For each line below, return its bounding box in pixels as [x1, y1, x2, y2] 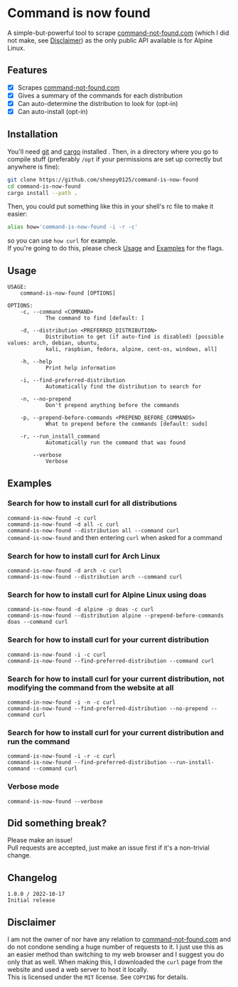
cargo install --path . [7, 189, 78, 196]
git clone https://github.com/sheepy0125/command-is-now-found [7, 176, 199, 183]
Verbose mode [7, 781, 60, 791]
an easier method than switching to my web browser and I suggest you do [7, 950, 225, 959]
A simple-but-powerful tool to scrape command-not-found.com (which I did [7, 28, 229, 37]
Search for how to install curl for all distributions [7, 498, 178, 508]
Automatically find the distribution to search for [45, 383, 202, 391]
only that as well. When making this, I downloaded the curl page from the [7, 958, 223, 966]
